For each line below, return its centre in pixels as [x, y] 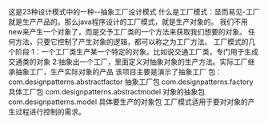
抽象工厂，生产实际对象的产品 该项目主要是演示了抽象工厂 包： [118, 72]
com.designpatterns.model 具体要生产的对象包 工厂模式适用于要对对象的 [128, 102]
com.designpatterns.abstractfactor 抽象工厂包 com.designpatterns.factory [131, 82]
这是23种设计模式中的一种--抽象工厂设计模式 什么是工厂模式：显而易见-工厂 [134, 12]
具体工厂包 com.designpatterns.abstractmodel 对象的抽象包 [107, 92]
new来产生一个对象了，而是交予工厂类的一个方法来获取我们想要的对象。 [127, 32]
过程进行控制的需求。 [50, 112]
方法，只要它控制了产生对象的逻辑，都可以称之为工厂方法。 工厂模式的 [132, 42]
